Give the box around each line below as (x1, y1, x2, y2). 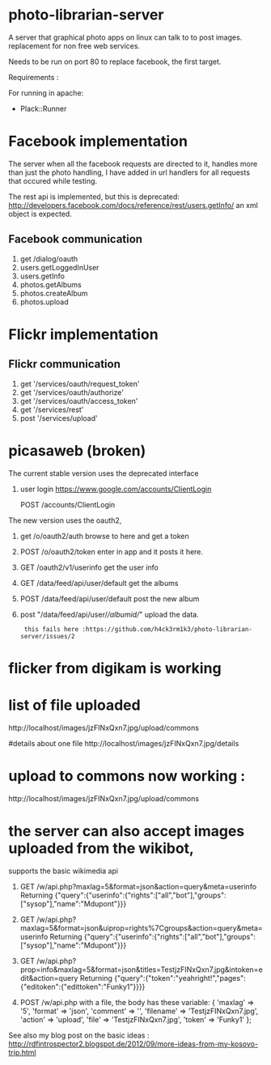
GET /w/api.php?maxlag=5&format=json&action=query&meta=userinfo (19, 881, 257, 891)
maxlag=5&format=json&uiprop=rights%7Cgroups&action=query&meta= (19, 923, 263, 932)
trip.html (8, 1047, 36, 1057)
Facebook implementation (8, 132, 188, 151)
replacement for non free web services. (8, 40, 140, 50)
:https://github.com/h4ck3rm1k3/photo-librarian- (82, 625, 252, 633)
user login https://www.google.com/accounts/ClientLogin (19, 484, 212, 494)
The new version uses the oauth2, (8, 516, 122, 525)
